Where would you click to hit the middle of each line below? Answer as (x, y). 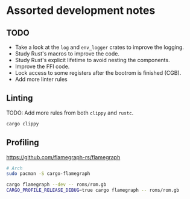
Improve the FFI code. (42, 66)
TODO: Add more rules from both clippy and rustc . (70, 113)
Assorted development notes (81, 11)
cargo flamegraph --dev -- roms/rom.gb (56, 185)
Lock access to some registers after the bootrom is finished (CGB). (98, 73)
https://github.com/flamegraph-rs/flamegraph (63, 157)
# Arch (14, 168)
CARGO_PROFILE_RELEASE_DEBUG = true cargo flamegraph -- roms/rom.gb (93, 191)
